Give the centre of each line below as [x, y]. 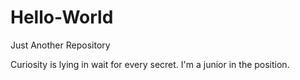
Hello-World [62, 17]
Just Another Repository [60, 45]
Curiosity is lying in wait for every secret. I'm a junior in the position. [150, 64]
